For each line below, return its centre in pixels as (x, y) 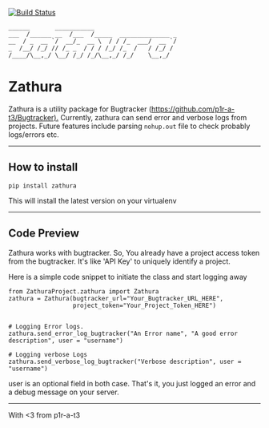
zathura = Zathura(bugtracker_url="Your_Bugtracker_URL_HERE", (116, 298)
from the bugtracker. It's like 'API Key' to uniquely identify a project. (119, 261)
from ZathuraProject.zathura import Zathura (84, 291)
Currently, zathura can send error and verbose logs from (153, 117)
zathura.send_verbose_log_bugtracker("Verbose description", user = (125, 361)
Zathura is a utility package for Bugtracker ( (80, 109)
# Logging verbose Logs (48, 354)
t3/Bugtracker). (33, 117)
